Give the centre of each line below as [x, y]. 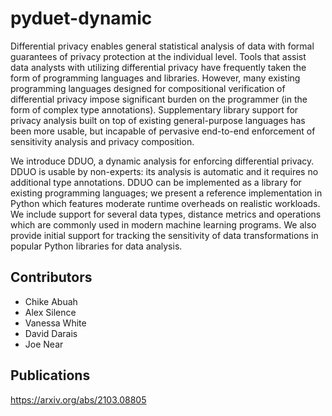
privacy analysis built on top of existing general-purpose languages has [158, 120]
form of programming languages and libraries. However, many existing [155, 78]
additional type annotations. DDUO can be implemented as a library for [156, 182]
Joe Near [44, 344]
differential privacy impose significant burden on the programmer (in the [159, 99]
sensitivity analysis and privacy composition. [102, 141]
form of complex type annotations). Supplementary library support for [154, 109]
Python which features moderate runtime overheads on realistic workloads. [165, 203]
